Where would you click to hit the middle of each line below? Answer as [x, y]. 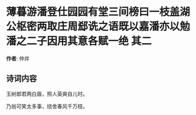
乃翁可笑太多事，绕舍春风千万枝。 [47, 106]
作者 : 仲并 [18, 58]
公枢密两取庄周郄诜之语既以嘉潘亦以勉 [98, 27]
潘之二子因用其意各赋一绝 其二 [79, 41]
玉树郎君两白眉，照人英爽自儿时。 [47, 93]
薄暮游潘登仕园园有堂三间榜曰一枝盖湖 [98, 12]
